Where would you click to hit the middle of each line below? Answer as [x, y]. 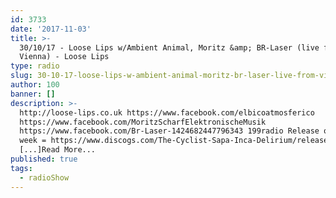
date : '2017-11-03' [51, 29]
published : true [44, 159]
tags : [21, 168]
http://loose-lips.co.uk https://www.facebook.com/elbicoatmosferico [167, 112]
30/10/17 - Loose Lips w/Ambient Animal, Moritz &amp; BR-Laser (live [169, 47]
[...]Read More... [58, 150]
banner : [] [33, 94]
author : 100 [35, 85]
